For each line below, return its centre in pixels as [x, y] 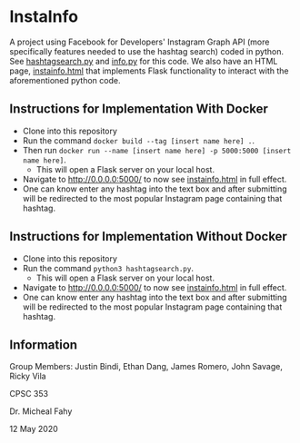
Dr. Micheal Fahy [41, 411]
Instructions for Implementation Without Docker [149, 236]
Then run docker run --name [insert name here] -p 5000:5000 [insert [157, 150]
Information [44, 345]
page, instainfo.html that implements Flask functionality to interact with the [149, 71]
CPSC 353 [29, 394]
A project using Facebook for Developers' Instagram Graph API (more [140, 42]
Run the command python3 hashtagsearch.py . [108, 268]
